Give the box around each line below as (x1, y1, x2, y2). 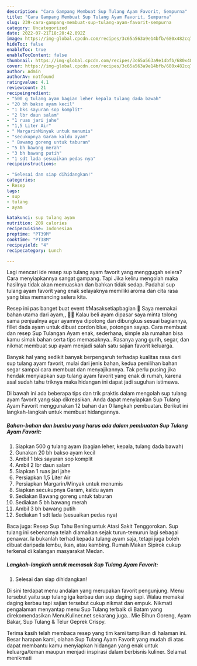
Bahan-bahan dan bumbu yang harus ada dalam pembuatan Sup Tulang (6, 422, 188, 429)
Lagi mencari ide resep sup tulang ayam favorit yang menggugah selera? (6, 269, 182, 276)
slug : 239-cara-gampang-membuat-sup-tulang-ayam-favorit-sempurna (6, 19, 172, 25)
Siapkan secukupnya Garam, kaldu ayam (15, 487, 113, 494)
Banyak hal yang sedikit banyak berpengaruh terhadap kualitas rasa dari (6, 354, 181, 361)
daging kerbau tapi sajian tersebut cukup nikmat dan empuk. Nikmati (6, 600, 172, 607)
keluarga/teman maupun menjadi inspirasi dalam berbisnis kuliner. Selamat (6, 648, 186, 655)
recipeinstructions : (6, 161, 57, 167)
